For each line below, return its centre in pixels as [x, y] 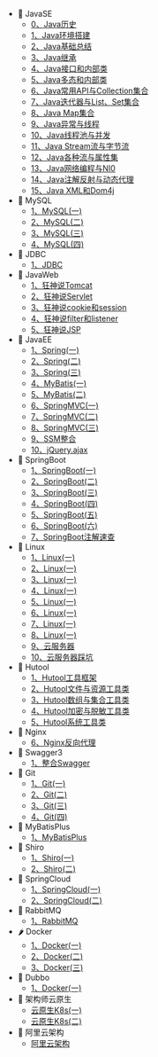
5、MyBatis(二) [58, 394]
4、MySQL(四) [57, 244]
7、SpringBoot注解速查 [73, 537]
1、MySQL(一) [56, 211]
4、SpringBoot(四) [64, 504]
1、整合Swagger [60, 763]
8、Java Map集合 [63, 113]
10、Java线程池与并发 [71, 135]
